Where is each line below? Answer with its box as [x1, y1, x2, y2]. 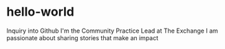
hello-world [6, 4, 75, 20]
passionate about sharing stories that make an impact [6, 33, 159, 42]
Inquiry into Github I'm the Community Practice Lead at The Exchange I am [6, 27, 218, 35]
